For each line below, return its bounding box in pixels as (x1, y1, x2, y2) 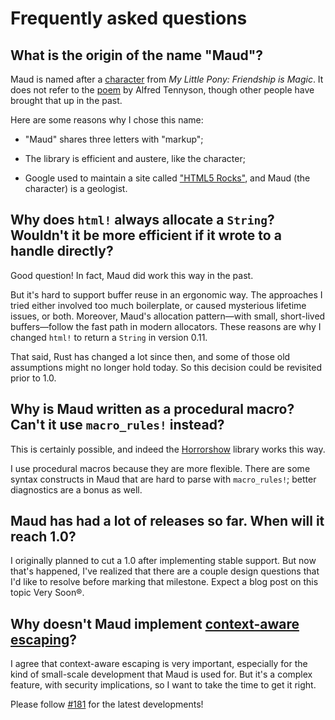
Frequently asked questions (10, 7, 248, 30)
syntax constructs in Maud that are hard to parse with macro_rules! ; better (10, 473, 317, 485)
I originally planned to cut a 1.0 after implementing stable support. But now (10, 555, 317, 567)
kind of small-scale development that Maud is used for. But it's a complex (10, 668, 313, 681)
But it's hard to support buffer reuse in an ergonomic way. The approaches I (10, 288, 323, 301)
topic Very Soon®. (10, 587, 85, 599)
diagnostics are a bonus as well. (10, 483, 143, 496)
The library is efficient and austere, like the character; (24, 153, 246, 164)
